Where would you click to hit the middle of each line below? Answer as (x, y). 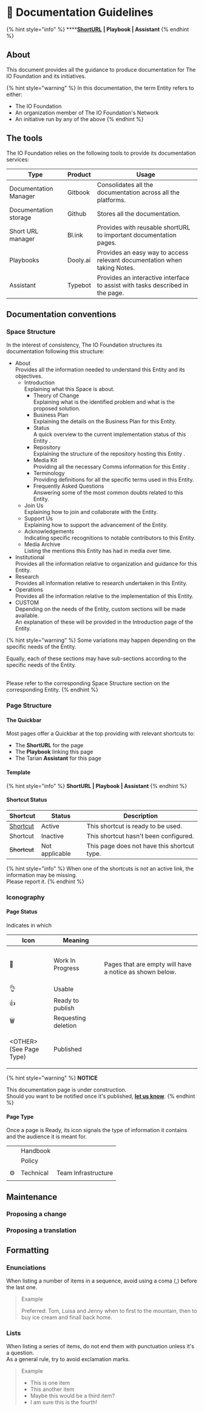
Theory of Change (56, 396)
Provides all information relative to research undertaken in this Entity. (101, 583)
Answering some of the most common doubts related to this (108, 493)
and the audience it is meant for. (46, 1137)
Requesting (70, 1018)
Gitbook (78, 192)
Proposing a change (36, 1214)
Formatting (28, 1250)
